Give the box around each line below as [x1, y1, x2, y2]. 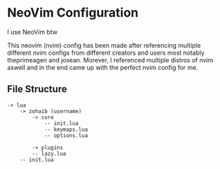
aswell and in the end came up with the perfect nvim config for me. [7, 63, 199, 71]
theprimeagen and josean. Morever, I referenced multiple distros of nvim [7, 55, 214, 64]
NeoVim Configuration [7, 5, 139, 21]
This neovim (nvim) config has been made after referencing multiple [7, 41, 201, 49]
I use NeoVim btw [7, 28, 57, 36]
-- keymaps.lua [44, 126, 89, 133]
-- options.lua [44, 132, 89, 139]
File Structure [7, 83, 67, 95]
